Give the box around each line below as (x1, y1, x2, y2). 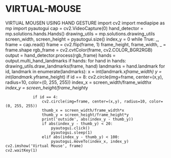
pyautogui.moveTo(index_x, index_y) (51, 139, 129, 144)
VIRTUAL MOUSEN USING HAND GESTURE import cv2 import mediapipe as (5, 20, 165, 26)
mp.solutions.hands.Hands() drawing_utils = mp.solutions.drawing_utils (5, 30, 155, 37)
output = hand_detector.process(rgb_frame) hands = (5, 52, 116, 58)
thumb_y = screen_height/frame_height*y (41, 112, 129, 117)
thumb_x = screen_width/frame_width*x (41, 108, 125, 113)
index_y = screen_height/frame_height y (5, 84, 88, 90)
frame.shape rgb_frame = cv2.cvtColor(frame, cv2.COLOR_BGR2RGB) (5, 47, 153, 53)
